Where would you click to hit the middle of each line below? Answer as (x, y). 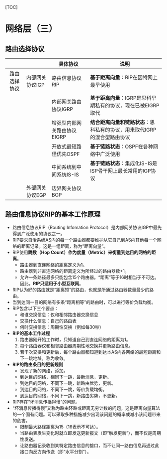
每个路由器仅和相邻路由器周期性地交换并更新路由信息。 (76, 345)
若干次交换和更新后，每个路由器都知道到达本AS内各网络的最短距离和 (90, 352)
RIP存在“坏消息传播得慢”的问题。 (46, 402)
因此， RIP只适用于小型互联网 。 (51, 283)
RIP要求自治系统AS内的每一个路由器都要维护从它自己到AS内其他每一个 (85, 240)
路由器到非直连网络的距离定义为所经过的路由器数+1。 (74, 271)
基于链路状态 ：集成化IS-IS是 (124, 163)
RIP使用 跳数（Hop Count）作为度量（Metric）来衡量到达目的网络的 (82, 252)
